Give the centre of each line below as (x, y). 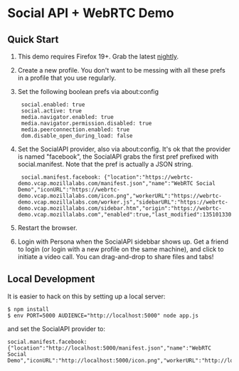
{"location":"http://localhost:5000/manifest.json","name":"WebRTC (110, 348)
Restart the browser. (47, 228)
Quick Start (33, 40)
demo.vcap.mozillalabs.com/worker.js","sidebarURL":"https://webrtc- (123, 202)
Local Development (51, 279)
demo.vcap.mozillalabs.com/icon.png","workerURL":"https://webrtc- (119, 196)
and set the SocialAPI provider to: (56, 328)
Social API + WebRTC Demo (91, 13)
